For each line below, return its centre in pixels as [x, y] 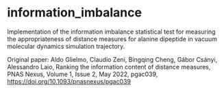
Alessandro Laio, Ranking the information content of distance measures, [109, 67]
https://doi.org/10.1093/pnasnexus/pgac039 [69, 81]
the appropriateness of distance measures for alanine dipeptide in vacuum [112, 38]
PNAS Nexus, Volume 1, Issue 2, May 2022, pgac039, [83, 74]
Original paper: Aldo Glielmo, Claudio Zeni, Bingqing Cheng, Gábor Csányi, [112, 59]
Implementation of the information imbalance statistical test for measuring [111, 32]
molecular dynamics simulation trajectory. [66, 46]
